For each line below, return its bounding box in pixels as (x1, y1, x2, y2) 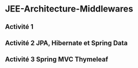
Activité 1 (5, 23, 34, 31)
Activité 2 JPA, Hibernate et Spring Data (5, 39, 128, 47)
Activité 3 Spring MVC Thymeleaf (5, 55, 108, 64)
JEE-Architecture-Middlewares (5, 3, 133, 14)
